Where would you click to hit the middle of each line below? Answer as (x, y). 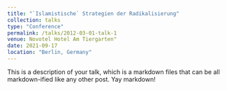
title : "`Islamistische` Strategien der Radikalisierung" (93, 13)
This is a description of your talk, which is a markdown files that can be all (113, 72)
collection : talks (34, 20)
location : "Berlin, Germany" (50, 53)
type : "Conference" (36, 26)
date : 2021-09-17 (32, 46)
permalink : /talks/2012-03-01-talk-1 (62, 33)
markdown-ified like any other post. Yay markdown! (81, 79)
